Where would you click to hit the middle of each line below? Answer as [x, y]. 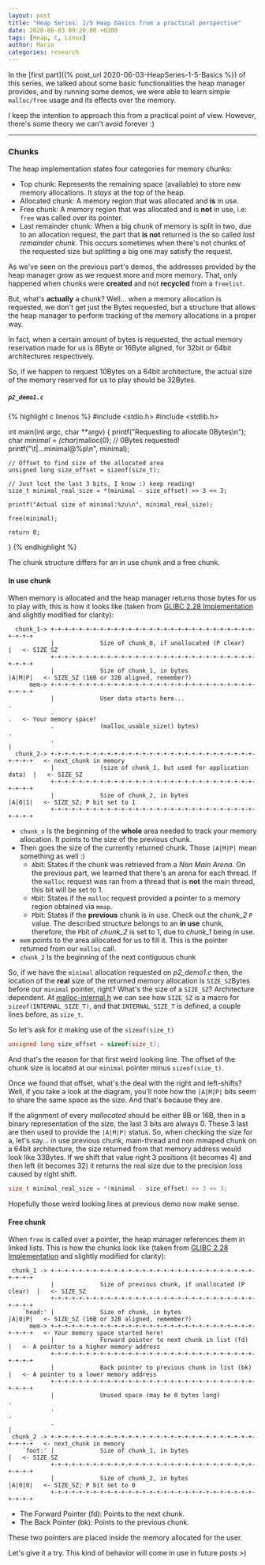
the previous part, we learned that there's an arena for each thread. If [144, 873]
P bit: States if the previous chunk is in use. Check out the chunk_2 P [142, 915]
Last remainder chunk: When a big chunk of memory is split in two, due [135, 226]
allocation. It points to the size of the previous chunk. [106, 839]
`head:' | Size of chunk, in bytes [102, 1313]
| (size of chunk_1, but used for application [149, 768]
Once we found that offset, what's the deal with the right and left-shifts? [125, 1083]
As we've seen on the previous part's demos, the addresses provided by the [132, 267]
